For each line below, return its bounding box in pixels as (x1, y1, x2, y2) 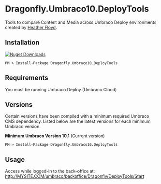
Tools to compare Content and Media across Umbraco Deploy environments (5, 19, 157, 25)
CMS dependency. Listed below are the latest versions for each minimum (5, 118, 151, 124)
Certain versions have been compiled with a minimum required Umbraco (5, 113, 149, 119)
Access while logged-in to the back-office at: (5, 168, 95, 174)
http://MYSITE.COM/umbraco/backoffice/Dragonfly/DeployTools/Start (5, 173, 145, 179)
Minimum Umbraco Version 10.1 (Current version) (5, 133, 105, 139)
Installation (5, 39, 40, 47)
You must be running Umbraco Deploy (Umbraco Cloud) (5, 86, 117, 92)
